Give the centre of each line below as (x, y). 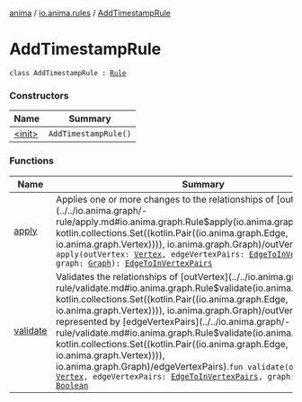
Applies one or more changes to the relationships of (165, 199)
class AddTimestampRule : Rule (68, 73)
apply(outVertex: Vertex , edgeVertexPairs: (150, 254)
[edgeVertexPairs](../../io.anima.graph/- (206, 321)
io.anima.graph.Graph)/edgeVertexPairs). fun (149, 366)
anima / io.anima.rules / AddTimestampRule (90, 13)
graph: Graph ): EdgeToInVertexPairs (134, 263)
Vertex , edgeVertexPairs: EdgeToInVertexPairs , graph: (175, 376)
